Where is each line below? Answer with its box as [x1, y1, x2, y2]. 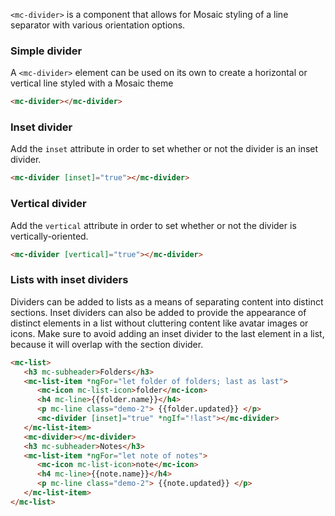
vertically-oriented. [10, 230, 89, 242]
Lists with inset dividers [10, 273, 129, 287]
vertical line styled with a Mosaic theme [10, 77, 174, 89]
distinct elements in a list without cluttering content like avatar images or [10, 317, 309, 329]
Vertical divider [10, 197, 87, 211]
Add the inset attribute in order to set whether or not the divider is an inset [10, 143, 319, 155]
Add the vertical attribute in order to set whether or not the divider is [10, 219, 297, 231]
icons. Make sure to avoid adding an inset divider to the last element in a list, [10, 327, 325, 339]
